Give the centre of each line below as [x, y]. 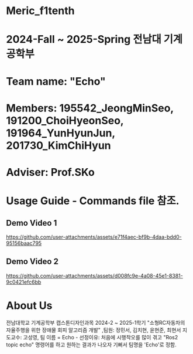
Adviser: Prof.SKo [50, 172]
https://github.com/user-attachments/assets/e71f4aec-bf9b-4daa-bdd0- [94, 237]
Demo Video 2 [32, 262]
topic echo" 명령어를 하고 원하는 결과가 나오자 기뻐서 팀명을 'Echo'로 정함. [91, 345]
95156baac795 [24, 243]
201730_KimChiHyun [58, 145]
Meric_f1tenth [40, 11]
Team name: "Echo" [56, 81]
